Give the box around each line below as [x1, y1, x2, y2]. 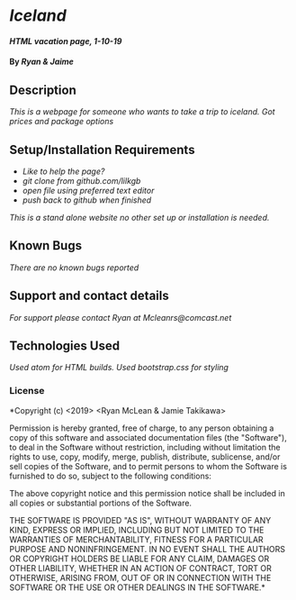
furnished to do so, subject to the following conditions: [9, 470, 211, 481]
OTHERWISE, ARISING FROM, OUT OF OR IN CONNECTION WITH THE [9, 572, 272, 583]
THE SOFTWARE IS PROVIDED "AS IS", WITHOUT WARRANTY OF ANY [9, 514, 272, 525]
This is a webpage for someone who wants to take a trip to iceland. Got [9, 106, 276, 117]
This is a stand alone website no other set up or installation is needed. [9, 213, 270, 223]
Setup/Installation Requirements [9, 141, 195, 158]
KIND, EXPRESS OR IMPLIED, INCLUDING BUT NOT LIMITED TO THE [9, 524, 265, 535]
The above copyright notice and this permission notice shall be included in [9, 487, 285, 498]
